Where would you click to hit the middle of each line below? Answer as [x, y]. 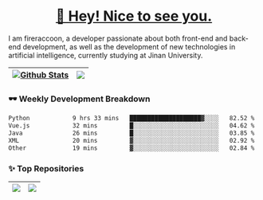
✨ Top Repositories [46, 168]
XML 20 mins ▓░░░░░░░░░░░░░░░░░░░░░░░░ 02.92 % [131, 140]
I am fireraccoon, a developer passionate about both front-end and [118, 38]
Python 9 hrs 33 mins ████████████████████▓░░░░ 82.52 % [131, 119]
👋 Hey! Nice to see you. [134, 16]
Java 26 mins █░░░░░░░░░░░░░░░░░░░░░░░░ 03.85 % [131, 133]
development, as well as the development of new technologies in [129, 46]
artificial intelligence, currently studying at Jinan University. [106, 55]
